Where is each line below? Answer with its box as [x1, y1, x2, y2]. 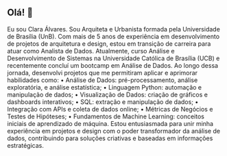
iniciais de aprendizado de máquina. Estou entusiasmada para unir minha [7, 119, 214, 127]
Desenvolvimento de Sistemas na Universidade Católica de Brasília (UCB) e [7, 54, 220, 62]
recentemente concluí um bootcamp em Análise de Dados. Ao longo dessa [7, 61, 218, 69]
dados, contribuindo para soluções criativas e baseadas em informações [7, 134, 213, 142]
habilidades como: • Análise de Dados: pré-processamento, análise [7, 76, 198, 84]
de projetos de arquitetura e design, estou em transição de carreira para [7, 39, 211, 48]
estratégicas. [7, 141, 45, 149]
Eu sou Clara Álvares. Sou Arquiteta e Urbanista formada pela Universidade [7, 25, 221, 33]
